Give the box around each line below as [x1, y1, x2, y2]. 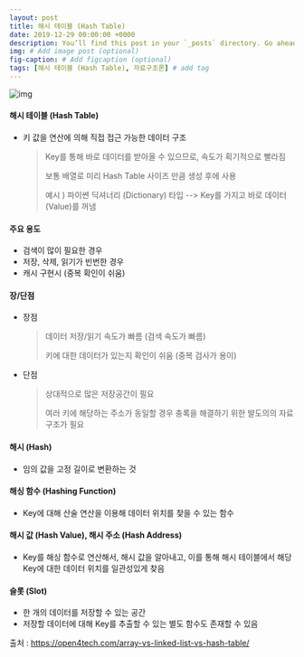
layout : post [9, 13, 59, 23]
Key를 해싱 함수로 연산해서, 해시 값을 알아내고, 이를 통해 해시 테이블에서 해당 [22, 552, 292, 563]
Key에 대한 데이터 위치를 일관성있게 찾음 [22, 563, 166, 574]
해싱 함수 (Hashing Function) [9, 485, 117, 497]
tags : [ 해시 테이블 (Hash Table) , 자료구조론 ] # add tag [9, 64, 210, 73]
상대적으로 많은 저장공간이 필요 [44, 389, 155, 399]
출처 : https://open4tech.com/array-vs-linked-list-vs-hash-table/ [9, 638, 251, 649]
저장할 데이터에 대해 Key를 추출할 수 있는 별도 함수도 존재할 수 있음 [22, 618, 259, 629]
